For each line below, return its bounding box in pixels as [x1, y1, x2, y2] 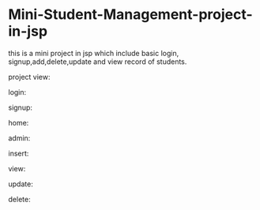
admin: [8, 133, 31, 143]
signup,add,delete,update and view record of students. [8, 57, 187, 66]
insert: [8, 148, 29, 158]
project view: [8, 72, 51, 81]
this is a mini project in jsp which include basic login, [8, 48, 179, 58]
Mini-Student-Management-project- [8, 6, 253, 24]
